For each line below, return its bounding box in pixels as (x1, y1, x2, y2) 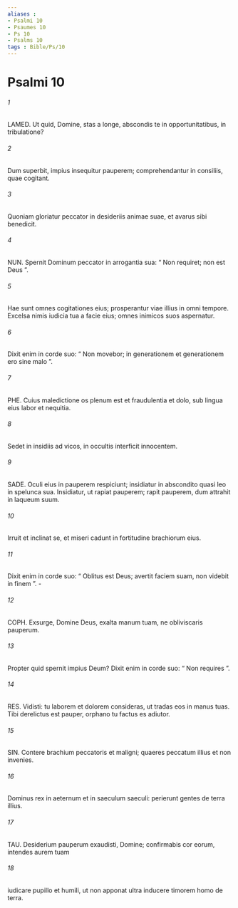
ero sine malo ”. (7, 358, 53, 366)
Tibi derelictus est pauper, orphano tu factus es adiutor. (7, 710, 171, 719)
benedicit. (7, 219, 37, 228)
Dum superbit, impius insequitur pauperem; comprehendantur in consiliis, (7, 166, 223, 174)
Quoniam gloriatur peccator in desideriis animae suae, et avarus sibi (7, 212, 207, 221)
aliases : (7, 10, 37, 18)
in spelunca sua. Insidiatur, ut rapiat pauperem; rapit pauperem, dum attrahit (7, 488, 231, 496)
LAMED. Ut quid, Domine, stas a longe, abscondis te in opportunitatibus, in (7, 120, 227, 129)
